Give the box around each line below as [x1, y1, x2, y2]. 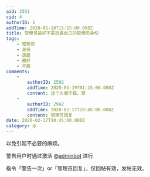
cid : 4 [6, 14, 22, 20]
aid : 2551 [6, 8, 30, 15]
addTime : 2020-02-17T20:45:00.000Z [27, 107, 114, 113]
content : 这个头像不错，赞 [27, 90, 86, 96]
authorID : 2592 [27, 80, 64, 86]
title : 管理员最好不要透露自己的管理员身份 [6, 30, 99, 36]
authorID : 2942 [27, 101, 64, 107]
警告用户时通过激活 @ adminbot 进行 [6, 152, 94, 159]
